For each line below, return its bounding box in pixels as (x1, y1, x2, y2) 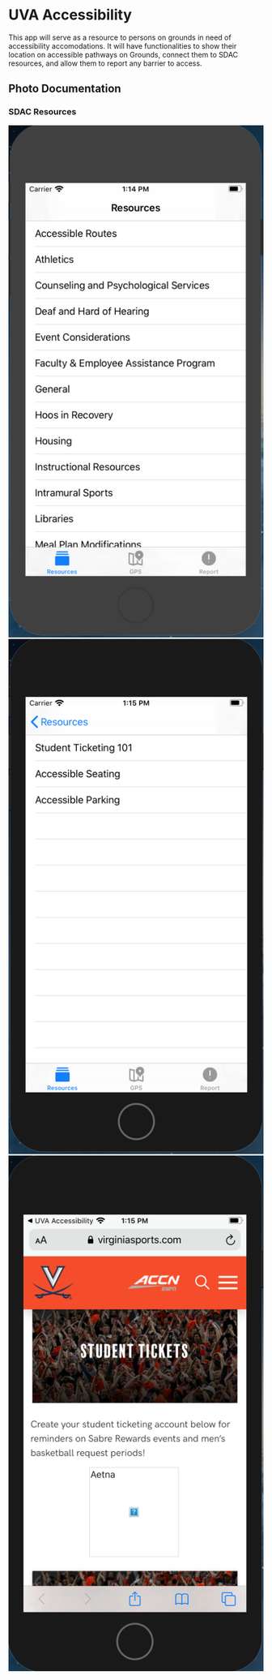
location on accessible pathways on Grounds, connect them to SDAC (8, 49, 239, 59)
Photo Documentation (8, 82, 121, 96)
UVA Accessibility (8, 6, 132, 24)
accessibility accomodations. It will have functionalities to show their (8, 41, 237, 50)
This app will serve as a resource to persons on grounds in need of (8, 32, 232, 42)
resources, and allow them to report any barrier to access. (8, 58, 202, 68)
